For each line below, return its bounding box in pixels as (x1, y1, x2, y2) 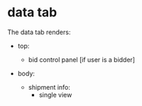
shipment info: (28, 83, 71, 91)
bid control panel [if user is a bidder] (28, 55, 136, 64)
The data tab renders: (7, 28, 71, 36)
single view (38, 90, 72, 99)
